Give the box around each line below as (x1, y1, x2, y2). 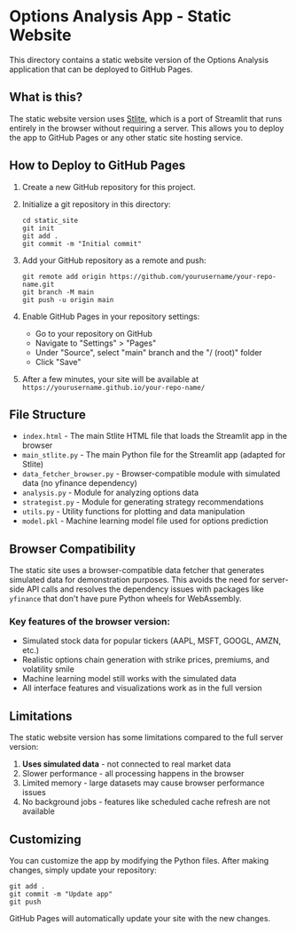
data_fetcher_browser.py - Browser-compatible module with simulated (21, 468, 281, 479)
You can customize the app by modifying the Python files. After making (9, 856, 269, 866)
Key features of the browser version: (9, 616, 171, 628)
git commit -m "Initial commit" (21, 239, 142, 248)
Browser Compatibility (9, 541, 136, 556)
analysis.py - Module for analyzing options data (21, 487, 199, 498)
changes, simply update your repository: (9, 864, 157, 876)
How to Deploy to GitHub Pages (9, 158, 186, 173)
